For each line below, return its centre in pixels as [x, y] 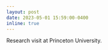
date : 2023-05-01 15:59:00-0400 [47, 18]
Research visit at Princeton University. [54, 41]
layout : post [23, 12]
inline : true [23, 23]
